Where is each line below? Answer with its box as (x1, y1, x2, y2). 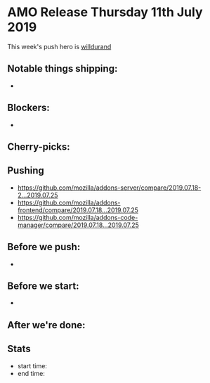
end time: (17, 369, 46, 377)
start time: (17, 361, 48, 370)
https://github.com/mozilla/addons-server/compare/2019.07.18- (17, 183, 202, 192)
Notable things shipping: (7, 63, 118, 74)
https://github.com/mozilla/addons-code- (17, 213, 138, 221)
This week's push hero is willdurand (7, 42, 112, 51)
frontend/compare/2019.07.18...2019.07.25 (17, 205, 139, 214)
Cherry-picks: (7, 141, 70, 152)
